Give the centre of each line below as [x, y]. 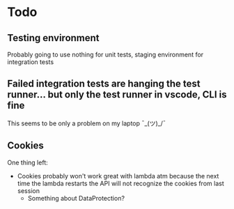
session [29, 191]
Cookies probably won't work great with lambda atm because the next [118, 176]
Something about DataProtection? [76, 198]
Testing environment [53, 38]
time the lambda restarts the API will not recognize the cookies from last [120, 183]
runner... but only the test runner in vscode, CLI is [117, 95]
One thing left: [28, 162]
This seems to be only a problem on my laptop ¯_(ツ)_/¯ [86, 123]
